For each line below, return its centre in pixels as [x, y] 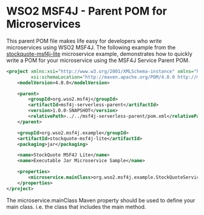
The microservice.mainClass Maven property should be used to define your [101, 200]
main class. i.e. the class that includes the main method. [76, 206]
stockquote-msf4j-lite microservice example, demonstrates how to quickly [99, 53]
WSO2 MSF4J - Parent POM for [87, 11]
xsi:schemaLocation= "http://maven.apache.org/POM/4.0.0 [103, 77]
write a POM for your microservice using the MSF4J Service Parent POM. [98, 60]
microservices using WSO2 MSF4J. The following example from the [91, 47]
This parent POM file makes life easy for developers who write [84, 41]
